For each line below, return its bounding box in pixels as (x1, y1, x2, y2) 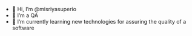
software (12, 24, 35, 31)
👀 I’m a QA (12, 12, 38, 19)
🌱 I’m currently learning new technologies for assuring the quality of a (12, 18, 187, 25)
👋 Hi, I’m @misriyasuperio (12, 6, 77, 12)
